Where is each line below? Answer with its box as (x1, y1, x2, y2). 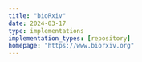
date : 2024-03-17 (8, 19, 67, 27)
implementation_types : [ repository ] (8, 34, 131, 43)
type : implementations (8, 27, 84, 35)
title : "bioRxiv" (8, 11, 67, 20)
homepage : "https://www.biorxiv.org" (8, 42, 135, 50)
